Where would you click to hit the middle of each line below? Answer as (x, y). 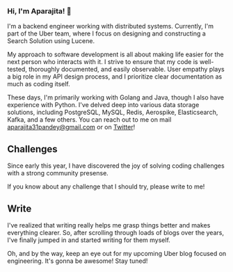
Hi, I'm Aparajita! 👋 (39, 11)
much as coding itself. (39, 84)
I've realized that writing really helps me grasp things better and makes (109, 225)
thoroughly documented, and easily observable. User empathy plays (127, 70)
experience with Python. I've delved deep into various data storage (103, 105)
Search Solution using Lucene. (51, 41)
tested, (17, 70)
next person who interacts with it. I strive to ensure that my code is (103, 62)
